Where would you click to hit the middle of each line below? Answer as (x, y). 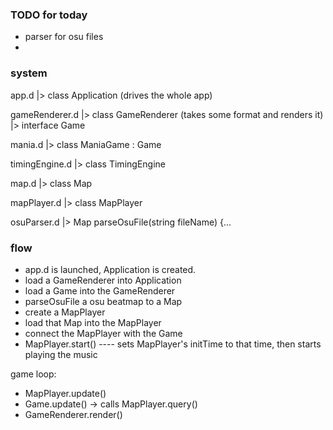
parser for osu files (64, 37)
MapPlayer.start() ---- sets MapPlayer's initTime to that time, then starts (173, 344)
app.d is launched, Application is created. (110, 269)
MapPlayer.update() (65, 393)
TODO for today (49, 15)
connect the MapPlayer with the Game (103, 333)
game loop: (33, 374)
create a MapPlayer (65, 312)
